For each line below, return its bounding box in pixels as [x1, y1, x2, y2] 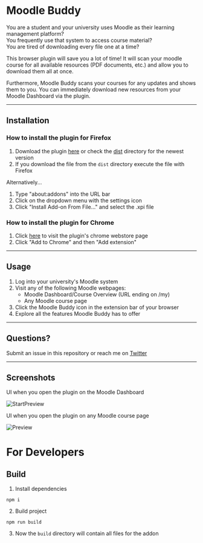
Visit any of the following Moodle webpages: [14, 284, 126, 291]
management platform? [6, 30, 65, 37]
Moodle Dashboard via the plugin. [6, 92, 91, 99]
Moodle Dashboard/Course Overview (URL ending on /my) [24, 290, 170, 298]
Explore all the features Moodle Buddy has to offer [14, 310, 141, 317]
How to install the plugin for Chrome [6, 218, 115, 227]
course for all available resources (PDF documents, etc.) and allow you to [6, 61, 188, 68]
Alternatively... [6, 178, 42, 185]
